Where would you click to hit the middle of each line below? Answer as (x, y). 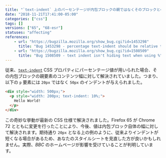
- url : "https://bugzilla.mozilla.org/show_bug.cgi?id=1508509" (82, 51)
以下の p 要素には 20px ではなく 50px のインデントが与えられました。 (75, 82)
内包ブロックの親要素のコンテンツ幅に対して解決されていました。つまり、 (85, 76)
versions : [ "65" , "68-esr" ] (34, 28)
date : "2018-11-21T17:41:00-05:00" (42, 14)
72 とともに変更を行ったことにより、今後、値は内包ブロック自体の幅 (75, 126)
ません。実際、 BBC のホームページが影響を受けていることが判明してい (77, 144)
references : (17, 37)
